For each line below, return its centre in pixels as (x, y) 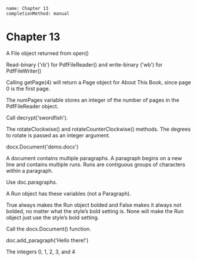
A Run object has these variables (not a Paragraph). (69, 193)
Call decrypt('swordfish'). (37, 117)
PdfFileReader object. (32, 106)
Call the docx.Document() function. (49, 229)
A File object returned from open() (48, 53)
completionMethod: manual (38, 14)
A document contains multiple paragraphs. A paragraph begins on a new (94, 158)
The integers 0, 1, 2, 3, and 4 (41, 252)
